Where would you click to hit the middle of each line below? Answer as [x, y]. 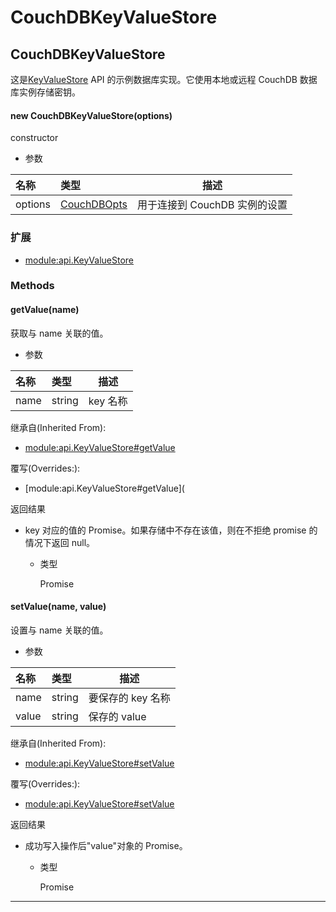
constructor [34, 138]
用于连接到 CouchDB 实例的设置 [212, 205]
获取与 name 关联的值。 [59, 333]
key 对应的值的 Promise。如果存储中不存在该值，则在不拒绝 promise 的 [171, 530]
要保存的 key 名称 [129, 698]
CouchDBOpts [94, 204]
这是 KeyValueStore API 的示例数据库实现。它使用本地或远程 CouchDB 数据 [164, 79]
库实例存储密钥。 [45, 92]
